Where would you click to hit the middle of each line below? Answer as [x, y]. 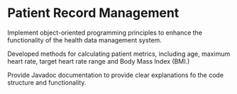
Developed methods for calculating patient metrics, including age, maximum [119, 54]
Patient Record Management [93, 13]
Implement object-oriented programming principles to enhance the [105, 33]
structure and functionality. [47, 82]
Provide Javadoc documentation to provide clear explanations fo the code [116, 75]
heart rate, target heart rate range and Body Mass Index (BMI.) [99, 61]
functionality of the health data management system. [84, 40]
